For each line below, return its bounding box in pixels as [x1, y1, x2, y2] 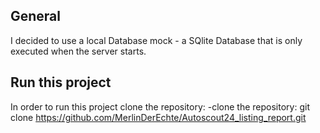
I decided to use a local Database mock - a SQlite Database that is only [10, 34, 303, 46]
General [10, 8, 62, 25]
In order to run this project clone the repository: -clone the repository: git [10, 100, 310, 113]
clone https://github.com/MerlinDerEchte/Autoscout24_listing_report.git [10, 111, 307, 123]
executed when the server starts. [10, 45, 147, 57]
